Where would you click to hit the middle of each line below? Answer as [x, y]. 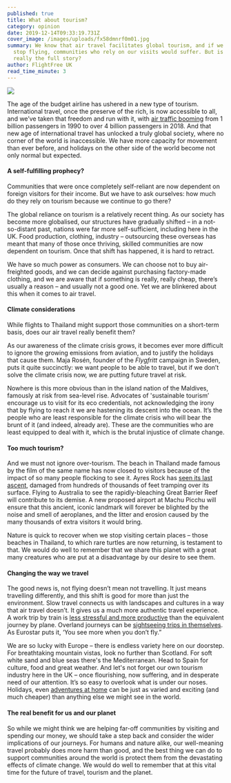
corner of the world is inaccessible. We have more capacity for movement [112, 140]
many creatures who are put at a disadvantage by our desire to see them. [111, 557]
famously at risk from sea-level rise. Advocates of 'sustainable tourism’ [108, 395]
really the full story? [47, 59]
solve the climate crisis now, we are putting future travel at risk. [97, 375]
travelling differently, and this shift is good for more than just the [98, 596]
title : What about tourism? [48, 20]
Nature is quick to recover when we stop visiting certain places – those [108, 535]
